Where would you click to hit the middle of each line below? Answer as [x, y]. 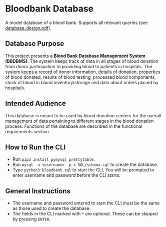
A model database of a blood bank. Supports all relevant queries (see [77, 23]
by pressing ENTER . [31, 219]
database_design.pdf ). [28, 28]
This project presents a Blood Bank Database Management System [75, 56]
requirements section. [28, 131]
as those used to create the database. [51, 208]
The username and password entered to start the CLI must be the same [86, 203]
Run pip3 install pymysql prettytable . [53, 159]
